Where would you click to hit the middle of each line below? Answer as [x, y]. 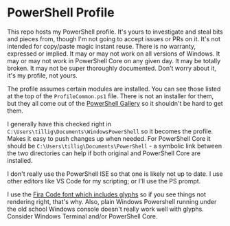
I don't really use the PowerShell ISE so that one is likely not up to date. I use [115, 174]
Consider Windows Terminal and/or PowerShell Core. [82, 216]
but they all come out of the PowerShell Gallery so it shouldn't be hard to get [115, 103]
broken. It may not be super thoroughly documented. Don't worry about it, [112, 68]
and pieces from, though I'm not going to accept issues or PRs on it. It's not [114, 38]
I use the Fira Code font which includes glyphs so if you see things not [107, 194]
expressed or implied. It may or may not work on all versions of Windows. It [114, 54]
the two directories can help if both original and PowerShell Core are [104, 153]
